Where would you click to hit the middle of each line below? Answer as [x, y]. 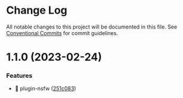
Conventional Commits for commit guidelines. [62, 33]
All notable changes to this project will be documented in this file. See [92, 27]
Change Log [37, 10]
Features [19, 76]
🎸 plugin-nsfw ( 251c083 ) [45, 88]
